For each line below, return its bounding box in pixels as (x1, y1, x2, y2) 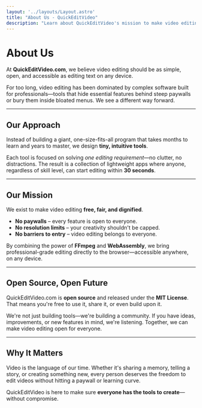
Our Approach (6, 120, 61, 130)
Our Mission (6, 190, 53, 200)
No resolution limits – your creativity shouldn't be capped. (14, 224, 161, 231)
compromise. (26, 395, 59, 402)
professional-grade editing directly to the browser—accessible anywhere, (6, 248, 189, 256)
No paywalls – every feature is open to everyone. (14, 218, 138, 225)
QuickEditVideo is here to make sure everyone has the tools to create (6, 388, 180, 395)
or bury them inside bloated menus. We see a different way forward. (6, 97, 176, 104)
